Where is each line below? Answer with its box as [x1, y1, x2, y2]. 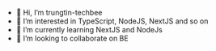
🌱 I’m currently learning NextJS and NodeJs [15, 25, 163, 34]
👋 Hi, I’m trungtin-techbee [15, 8, 103, 17]
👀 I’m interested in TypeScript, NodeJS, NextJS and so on [15, 16, 209, 26]
